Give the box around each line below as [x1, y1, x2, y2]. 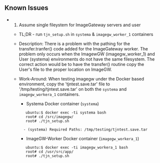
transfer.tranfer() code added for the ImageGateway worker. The [18, 46, 148, 51]
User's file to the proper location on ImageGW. [18, 66, 112, 72]
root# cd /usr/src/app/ [25, 149, 74, 154]
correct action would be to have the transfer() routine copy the [18, 61, 144, 67]
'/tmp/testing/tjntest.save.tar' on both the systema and [18, 86, 127, 92]
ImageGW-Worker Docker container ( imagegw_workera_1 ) [26, 135, 140, 141]
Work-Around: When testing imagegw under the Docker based [18, 76, 144, 81]
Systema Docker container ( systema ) [26, 100, 99, 106]
